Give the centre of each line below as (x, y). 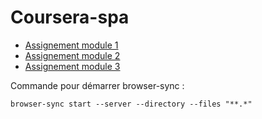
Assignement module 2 (72, 55)
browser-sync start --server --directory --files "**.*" (131, 104)
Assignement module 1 (71, 45)
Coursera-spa (70, 17)
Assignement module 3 (72, 66)
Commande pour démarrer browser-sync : (97, 85)
